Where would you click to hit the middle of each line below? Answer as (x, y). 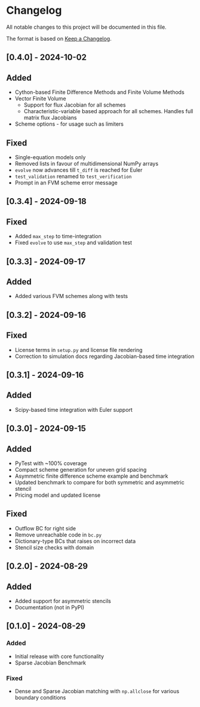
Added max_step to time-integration (58, 236)
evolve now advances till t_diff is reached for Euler (79, 170)
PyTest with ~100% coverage (51, 463)
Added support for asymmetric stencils (63, 601)
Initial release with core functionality (59, 656)
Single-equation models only (50, 157)
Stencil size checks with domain (54, 547)
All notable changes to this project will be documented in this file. (87, 27)
